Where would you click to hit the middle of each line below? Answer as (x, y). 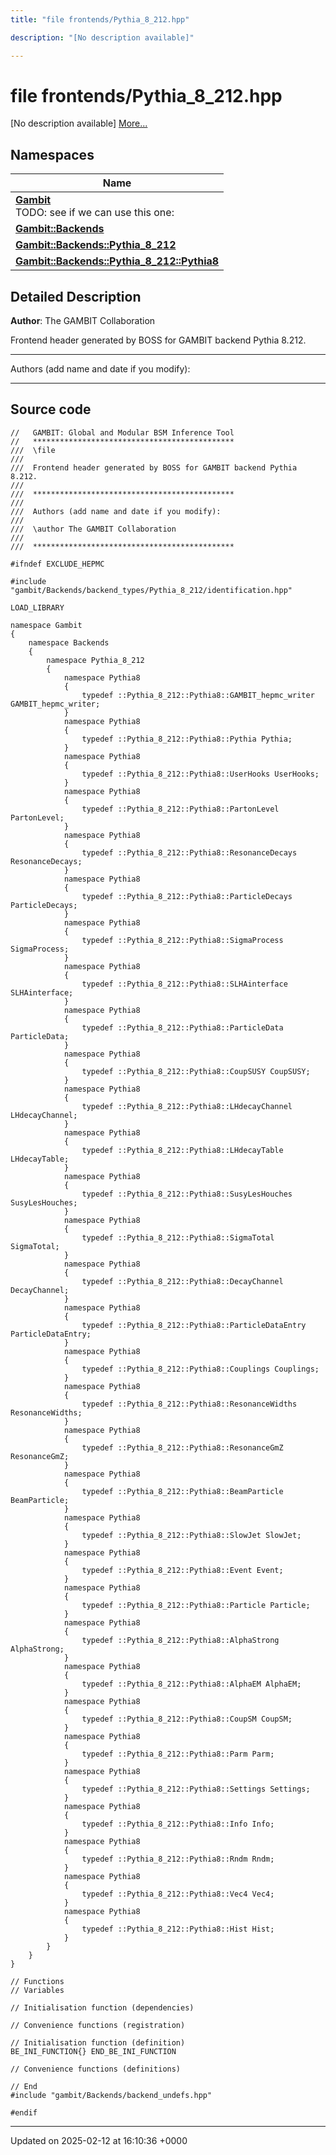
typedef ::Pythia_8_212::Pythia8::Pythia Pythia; (187, 739)
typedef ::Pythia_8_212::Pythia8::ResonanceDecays (189, 852)
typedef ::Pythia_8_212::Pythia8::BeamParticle (182, 1491)
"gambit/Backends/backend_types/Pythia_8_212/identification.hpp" (151, 590)
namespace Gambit (46, 625)
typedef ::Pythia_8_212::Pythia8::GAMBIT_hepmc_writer (198, 695)
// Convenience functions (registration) (98, 2025)
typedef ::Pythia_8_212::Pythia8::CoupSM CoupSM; (187, 1719)
